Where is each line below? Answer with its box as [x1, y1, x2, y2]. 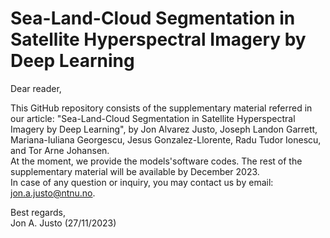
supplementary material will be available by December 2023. [10, 165, 260, 177]
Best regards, [10, 206, 66, 218]
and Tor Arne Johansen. [10, 144, 110, 156]
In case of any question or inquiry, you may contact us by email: [10, 176, 274, 188]
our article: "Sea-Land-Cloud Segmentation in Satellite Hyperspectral [10, 112, 296, 124]
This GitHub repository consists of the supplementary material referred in [10, 102, 313, 114]
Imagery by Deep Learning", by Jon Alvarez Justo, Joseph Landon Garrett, [10, 123, 318, 135]
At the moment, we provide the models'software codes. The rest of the [10, 155, 303, 167]
